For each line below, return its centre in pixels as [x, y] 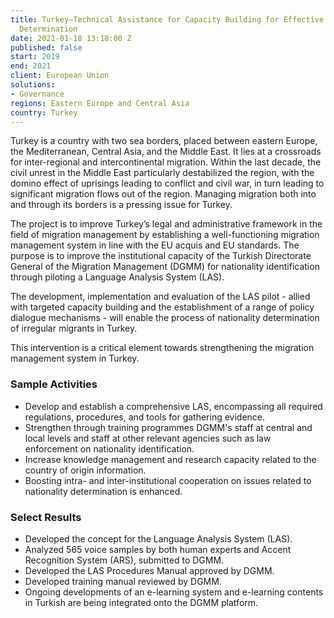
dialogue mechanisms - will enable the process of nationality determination [165, 318]
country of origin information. [85, 470]
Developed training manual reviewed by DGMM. [123, 581]
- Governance [37, 94]
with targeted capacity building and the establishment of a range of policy [162, 307]
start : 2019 [35, 57]
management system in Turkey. [75, 358]
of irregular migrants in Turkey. [74, 328]
